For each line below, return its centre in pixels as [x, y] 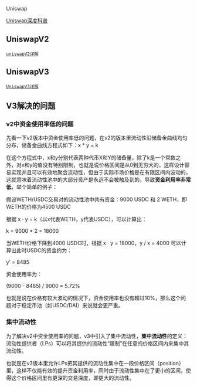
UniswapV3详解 [23, 86]
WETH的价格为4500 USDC [39, 207]
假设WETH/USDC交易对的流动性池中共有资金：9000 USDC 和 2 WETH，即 [97, 199]
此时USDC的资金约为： [44, 250]
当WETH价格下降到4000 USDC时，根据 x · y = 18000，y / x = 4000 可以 [94, 243]
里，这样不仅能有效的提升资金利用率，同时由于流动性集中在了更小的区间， [96, 370]
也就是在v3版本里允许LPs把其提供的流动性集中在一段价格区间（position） [95, 363]
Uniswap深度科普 [27, 21]
